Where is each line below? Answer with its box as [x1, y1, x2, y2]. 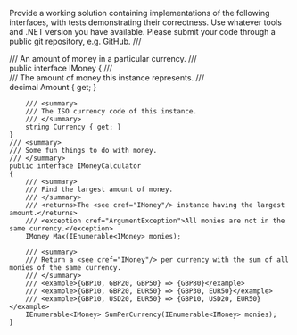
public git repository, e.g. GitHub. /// [9, 36, 142, 46]
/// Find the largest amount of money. [25, 185, 174, 194]
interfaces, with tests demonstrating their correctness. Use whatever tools [9, 17, 283, 28]
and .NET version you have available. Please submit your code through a [9, 27, 276, 37]
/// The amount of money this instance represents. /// [9, 72, 205, 83]
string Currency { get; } [25, 122, 122, 131]
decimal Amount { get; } [9, 82, 97, 92]
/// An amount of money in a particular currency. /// [9, 54, 198, 63]
